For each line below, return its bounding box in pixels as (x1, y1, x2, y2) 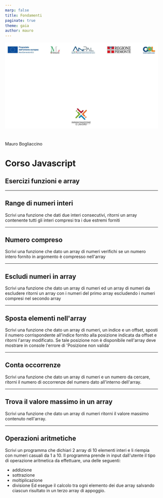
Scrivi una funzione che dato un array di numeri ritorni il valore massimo (5, 410, 149, 417)
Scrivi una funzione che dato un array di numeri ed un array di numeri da (5, 285, 150, 291)
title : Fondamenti (5, 13, 42, 18)
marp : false (5, 8, 29, 13)
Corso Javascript (5, 158, 76, 169)
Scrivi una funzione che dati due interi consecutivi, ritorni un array (5, 212, 137, 218)
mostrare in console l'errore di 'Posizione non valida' (5, 342, 111, 349)
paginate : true (5, 18, 36, 23)
